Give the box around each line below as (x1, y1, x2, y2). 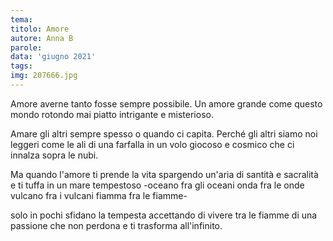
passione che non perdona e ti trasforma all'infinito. (10, 219, 223, 231)
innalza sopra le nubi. (10, 149, 99, 161)
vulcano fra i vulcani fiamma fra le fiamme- (10, 189, 188, 201)
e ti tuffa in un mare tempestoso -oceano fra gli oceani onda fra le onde (10, 179, 305, 191)
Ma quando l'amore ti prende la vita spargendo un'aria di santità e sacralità (10, 168, 319, 180)
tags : (10, 61, 33, 71)
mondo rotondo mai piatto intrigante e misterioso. (10, 108, 214, 120)
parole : (10, 42, 43, 53)
